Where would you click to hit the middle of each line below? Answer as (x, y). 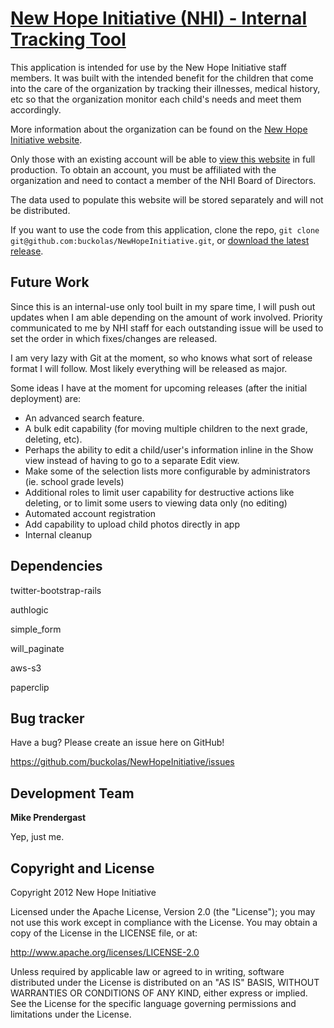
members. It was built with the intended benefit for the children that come (162, 78)
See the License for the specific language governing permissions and (153, 1003)
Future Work (50, 282)
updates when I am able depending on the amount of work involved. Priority (166, 317)
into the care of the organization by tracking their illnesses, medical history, (165, 88)
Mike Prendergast (48, 818)
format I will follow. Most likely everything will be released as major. (149, 368)
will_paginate (37, 648)
